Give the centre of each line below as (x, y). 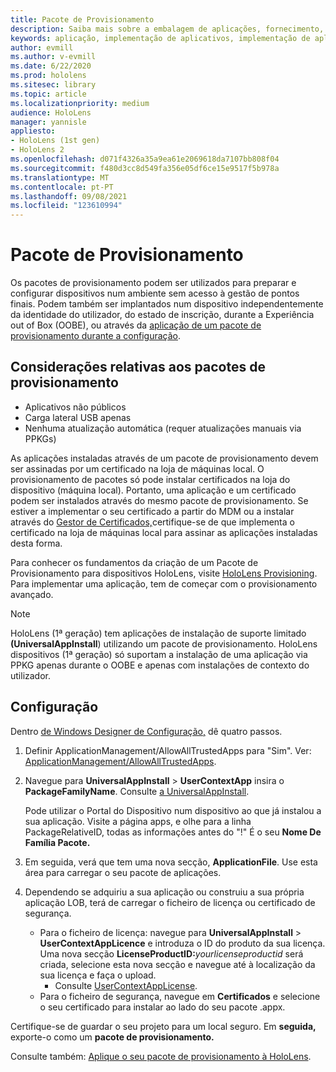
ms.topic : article (48, 94)
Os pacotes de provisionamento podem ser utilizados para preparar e (153, 283)
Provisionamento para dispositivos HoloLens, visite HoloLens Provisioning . (164, 573)
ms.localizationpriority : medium (80, 103)
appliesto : (33, 131)
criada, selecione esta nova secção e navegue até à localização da (177, 964)
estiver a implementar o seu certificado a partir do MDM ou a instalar (152, 511)
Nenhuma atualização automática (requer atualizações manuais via (163, 428)
